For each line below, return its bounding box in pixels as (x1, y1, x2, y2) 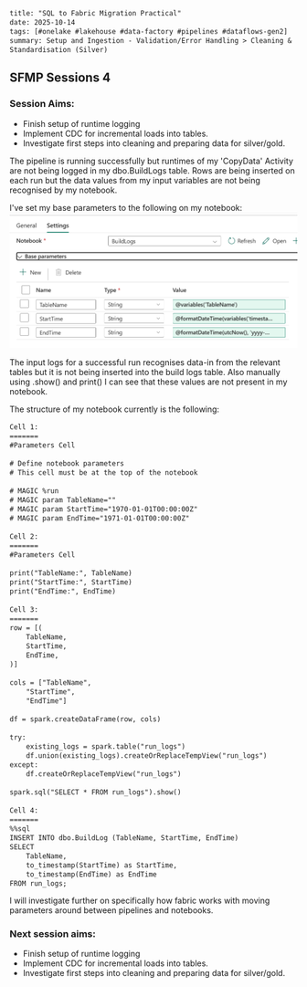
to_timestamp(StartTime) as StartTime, (26, 860, 178, 870)
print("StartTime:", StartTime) (9, 577, 132, 587)
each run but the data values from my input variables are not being (9, 174, 260, 185)
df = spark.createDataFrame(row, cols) (9, 714, 162, 724)
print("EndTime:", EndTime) (9, 586, 117, 596)
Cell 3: (9, 604, 39, 614)
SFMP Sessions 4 (9, 70, 111, 86)
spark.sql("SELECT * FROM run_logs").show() (9, 787, 182, 797)
